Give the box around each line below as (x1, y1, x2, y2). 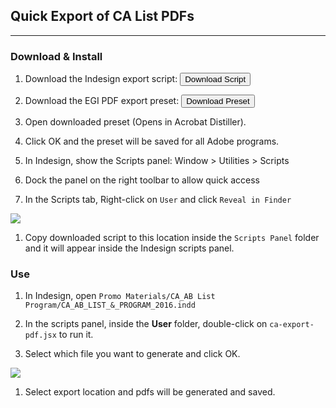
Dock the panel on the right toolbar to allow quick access (24, 174, 260, 186)
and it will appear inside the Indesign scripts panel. (24, 242, 235, 254)
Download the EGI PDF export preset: (24, 95, 180, 107)
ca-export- (269, 320, 315, 330)
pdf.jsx (24, 330, 57, 341)
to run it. (58, 329, 94, 341)
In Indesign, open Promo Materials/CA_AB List (24, 290, 216, 302)
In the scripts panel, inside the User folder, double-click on (24, 318, 268, 330)
